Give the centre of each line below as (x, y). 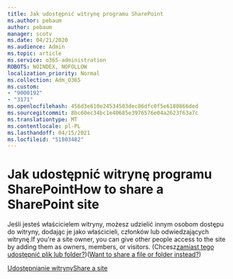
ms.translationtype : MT (43, 119)
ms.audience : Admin (36, 47)
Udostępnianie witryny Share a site (58, 268)
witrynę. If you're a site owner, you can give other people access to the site (116, 239)
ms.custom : (23, 87)
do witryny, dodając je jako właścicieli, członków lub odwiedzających (108, 232)
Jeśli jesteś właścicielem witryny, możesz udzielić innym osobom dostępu (116, 224)
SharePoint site (53, 205)
